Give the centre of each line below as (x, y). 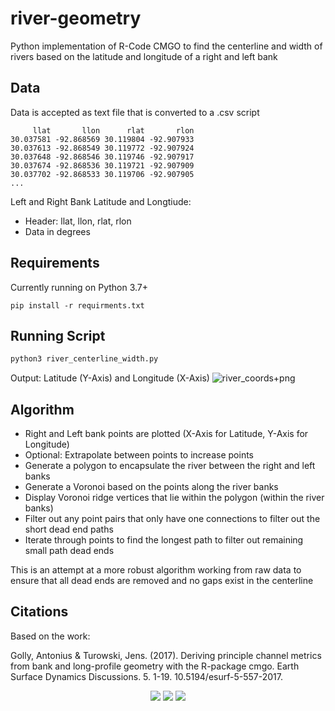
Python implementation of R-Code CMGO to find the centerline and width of (166, 46)
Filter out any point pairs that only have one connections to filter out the (172, 519)
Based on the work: (50, 636)
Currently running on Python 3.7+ (79, 287)
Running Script (58, 335)
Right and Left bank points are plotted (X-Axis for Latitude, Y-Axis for (166, 434)
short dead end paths (69, 529)
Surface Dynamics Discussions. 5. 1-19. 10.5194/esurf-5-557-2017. (146, 676)
